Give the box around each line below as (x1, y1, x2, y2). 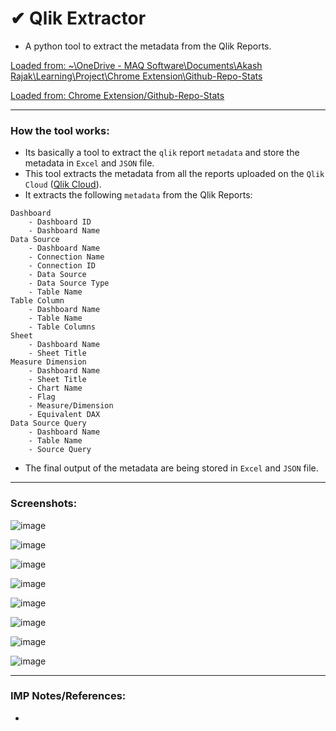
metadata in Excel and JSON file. (24, 157, 155, 169)
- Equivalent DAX (28, 410, 101, 420)
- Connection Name (28, 252, 105, 262)
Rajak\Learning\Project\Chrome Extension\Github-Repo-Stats (10, 70, 263, 82)
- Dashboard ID (28, 217, 92, 227)
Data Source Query (10, 418, 87, 429)
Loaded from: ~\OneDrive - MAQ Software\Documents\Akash (10, 59, 263, 71)
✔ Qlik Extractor (10, 7, 147, 30)
